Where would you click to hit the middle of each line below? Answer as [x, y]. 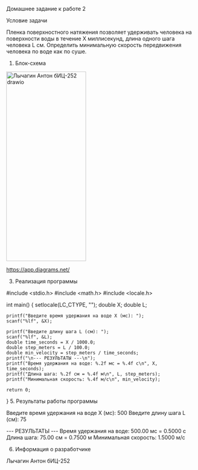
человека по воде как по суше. [46, 51]
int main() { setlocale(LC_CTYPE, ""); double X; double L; [77, 305]
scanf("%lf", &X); [29, 321]
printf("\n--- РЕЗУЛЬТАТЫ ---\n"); [51, 358]
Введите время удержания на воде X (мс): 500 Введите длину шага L [96, 413]
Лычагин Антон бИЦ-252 [38, 461]
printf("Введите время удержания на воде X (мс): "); [75, 316]
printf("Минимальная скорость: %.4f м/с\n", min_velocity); [84, 379]
